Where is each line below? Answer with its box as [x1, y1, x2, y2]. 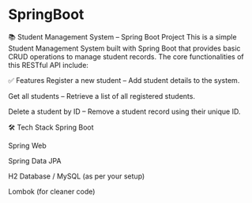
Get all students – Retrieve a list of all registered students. [8, 91, 196, 100]
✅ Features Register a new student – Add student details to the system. [8, 75, 240, 85]
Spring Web [8, 141, 47, 150]
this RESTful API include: [8, 60, 89, 70]
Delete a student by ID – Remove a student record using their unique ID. [8, 107, 241, 116]
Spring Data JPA [8, 156, 62, 165]
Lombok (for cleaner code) [8, 186, 96, 196]
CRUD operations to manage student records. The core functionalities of [8, 51, 244, 61]
